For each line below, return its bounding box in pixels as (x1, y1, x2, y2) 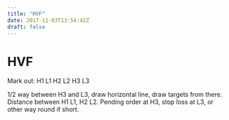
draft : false (7, 23, 46, 30)
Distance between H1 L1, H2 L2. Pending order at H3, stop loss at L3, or (7, 98, 214, 106)
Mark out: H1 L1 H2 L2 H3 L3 (7, 76, 90, 85)
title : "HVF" (7, 10, 46, 18)
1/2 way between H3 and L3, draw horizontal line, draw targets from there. (7, 91, 223, 99)
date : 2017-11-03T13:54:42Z (7, 17, 90, 24)
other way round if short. (7, 105, 79, 114)
